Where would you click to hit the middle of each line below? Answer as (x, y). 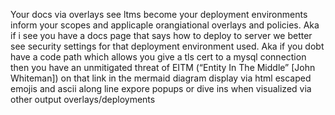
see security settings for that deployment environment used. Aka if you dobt (167, 46)
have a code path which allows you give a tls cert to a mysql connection (158, 57)
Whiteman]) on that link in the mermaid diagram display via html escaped (161, 78)
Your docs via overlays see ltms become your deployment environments (159, 14)
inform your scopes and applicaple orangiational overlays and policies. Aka (165, 25)
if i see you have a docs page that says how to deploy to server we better (161, 35)
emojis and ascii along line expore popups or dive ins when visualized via (161, 88)
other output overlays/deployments (83, 99)
